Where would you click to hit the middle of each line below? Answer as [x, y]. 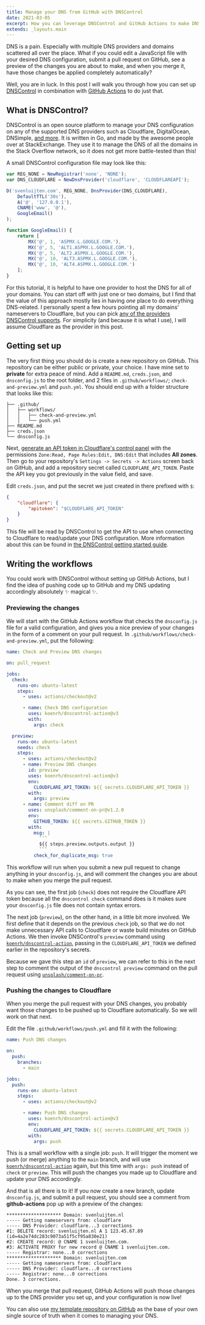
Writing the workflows [50, 564]
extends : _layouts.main [37, 29]
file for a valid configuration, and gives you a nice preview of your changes [100, 628]
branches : [30, 1063]
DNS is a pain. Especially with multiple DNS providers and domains [90, 47]
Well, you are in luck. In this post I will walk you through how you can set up [101, 85]
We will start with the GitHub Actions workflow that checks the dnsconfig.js [102, 621]
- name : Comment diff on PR [58, 804]
